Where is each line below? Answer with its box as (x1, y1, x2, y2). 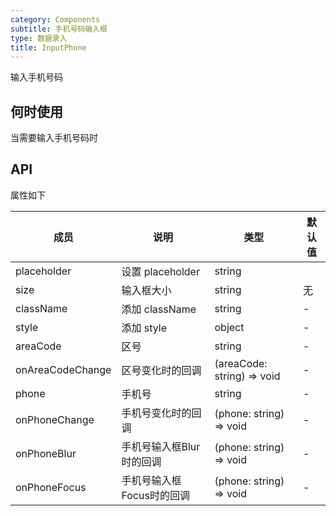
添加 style (121, 321, 168, 335)
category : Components (10, 14, 101, 25)
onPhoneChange (15, 412, 95, 426)
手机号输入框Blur (121, 439, 201, 453)
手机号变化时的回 (121, 406, 202, 420)
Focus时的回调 (121, 488, 190, 502)
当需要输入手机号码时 (10, 132, 98, 144)
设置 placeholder (121, 264, 200, 278)
